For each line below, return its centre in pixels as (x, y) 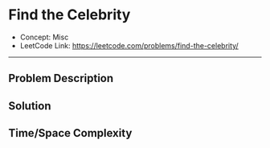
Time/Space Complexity (70, 133)
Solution (30, 106)
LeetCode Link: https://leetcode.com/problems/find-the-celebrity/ (129, 45)
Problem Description (61, 78)
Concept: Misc (44, 37)
